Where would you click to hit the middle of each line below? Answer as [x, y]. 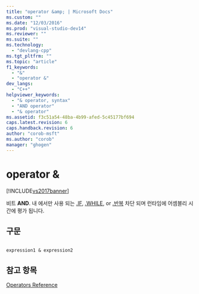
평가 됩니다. [31, 211]
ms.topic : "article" [32, 61]
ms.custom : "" [24, 17]
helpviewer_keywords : [33, 95]
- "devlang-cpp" [32, 51]
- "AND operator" [33, 106]
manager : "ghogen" [29, 145]
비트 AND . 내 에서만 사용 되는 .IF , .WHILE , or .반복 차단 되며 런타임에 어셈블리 [97, 203]
